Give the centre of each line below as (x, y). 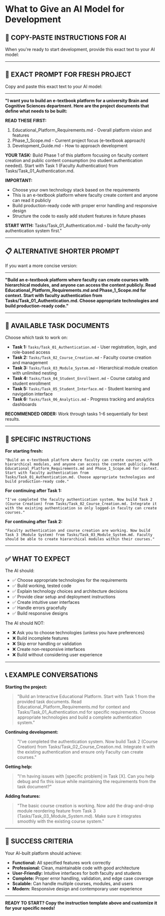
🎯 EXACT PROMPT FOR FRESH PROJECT (68, 75)
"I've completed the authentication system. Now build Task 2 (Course (87, 741)
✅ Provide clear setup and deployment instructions (64, 597)
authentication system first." (34, 230)
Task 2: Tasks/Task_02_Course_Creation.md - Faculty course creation (82, 357)
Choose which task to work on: (36, 338)
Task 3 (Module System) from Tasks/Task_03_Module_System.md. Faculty (79, 535)
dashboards (24, 404)
